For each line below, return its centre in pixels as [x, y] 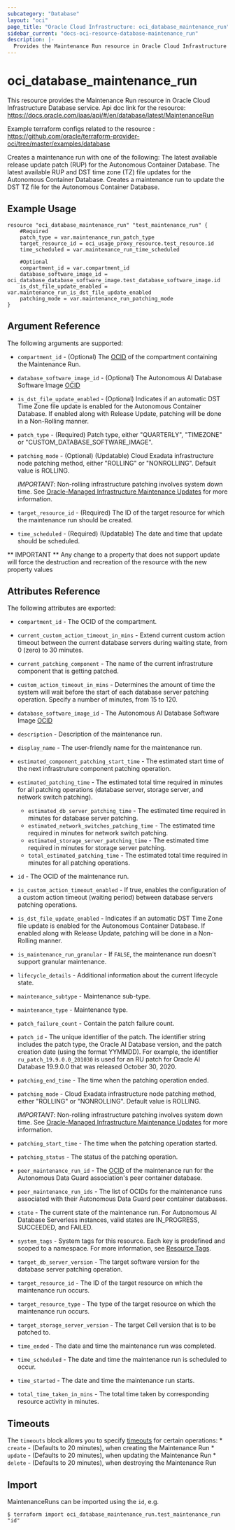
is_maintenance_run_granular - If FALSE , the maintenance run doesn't [117, 954]
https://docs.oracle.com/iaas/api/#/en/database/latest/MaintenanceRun [111, 115]
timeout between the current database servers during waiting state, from [122, 643]
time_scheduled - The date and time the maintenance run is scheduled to [122, 1360]
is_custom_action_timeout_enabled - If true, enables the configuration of [122, 890]
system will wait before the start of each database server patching [113, 692]
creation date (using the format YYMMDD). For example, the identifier [117, 1052]
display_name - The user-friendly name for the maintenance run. [110, 748]
